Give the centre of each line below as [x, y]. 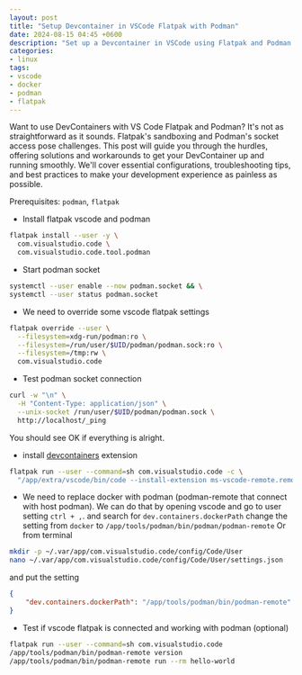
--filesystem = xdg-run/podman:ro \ [82, 337]
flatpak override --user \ [60, 328]
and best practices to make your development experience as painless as [143, 175]
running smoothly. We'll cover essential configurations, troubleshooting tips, [150, 165]
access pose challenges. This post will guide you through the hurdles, [138, 146]
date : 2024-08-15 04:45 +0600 [66, 34]
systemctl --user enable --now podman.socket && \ [106, 286]
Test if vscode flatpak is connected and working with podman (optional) [155, 627]
